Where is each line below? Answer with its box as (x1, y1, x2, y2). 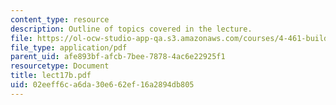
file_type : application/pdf (10, 42, 128, 53)
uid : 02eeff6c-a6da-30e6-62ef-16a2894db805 (10, 80, 195, 90)
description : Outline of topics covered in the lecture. (10, 24, 253, 34)
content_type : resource (10, 14, 110, 25)
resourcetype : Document (10, 61, 110, 71)
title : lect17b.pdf (10, 71, 92, 81)
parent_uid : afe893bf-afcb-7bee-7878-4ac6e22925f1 (10, 52, 226, 62)
